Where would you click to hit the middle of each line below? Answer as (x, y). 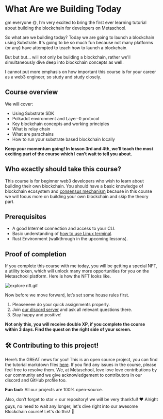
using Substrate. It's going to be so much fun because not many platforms (79, 42)
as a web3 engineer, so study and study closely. (53, 77)
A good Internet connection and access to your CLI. (64, 228)
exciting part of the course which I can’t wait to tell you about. (69, 154)
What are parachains (33, 134)
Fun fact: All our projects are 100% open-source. (54, 390)
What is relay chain (31, 129)
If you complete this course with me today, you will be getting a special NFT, (81, 266)
